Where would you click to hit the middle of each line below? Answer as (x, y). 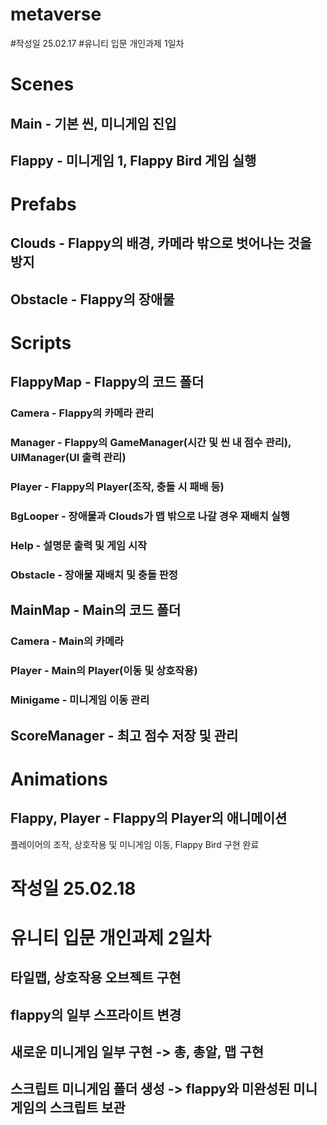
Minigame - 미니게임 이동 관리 (80, 700)
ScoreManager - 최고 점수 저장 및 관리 (124, 735)
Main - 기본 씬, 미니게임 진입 (93, 123)
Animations (59, 779)
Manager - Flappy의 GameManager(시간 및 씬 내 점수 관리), (151, 443)
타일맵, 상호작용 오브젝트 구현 (96, 978)
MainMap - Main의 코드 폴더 (96, 610)
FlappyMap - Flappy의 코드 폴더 (107, 382)
